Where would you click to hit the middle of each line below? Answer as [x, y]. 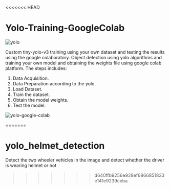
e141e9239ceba [111, 180]
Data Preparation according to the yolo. [54, 83]
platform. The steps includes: [36, 68]
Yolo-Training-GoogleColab [65, 28]
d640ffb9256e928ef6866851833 [130, 175]
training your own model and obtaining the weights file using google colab [83, 63]
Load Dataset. [27, 89]
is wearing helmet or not [31, 165]
